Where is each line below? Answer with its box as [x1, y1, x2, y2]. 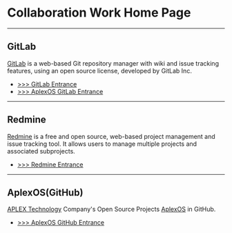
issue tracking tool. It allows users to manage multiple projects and [7, 140, 197, 148]
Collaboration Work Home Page [7, 5, 191, 21]
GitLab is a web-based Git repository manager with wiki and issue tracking [7, 59, 220, 67]
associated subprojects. [7, 147, 76, 155]
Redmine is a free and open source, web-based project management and [7, 132, 215, 140]
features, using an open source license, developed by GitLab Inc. [7, 66, 192, 75]
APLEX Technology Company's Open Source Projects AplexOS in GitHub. [7, 205, 216, 214]
